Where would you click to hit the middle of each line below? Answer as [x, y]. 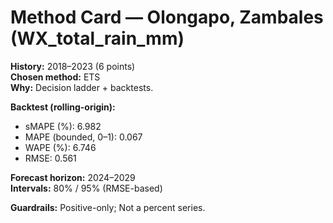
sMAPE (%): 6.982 [63, 126]
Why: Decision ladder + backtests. [82, 87]
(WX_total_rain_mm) [97, 38]
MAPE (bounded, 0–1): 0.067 [83, 137]
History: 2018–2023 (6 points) [73, 66]
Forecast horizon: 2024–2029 [73, 177]
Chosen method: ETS [55, 77]
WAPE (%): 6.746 [60, 147]
